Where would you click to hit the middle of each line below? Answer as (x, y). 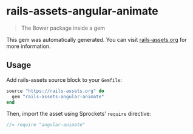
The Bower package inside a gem (63, 28)
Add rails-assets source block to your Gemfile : (64, 79)
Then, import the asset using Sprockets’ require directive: (79, 114)
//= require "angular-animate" (46, 125)
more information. (29, 46)
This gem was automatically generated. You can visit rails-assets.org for (96, 39)
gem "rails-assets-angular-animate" (58, 96)
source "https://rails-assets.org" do (55, 91)
